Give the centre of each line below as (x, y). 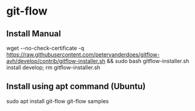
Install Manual (34, 34)
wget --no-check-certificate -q (45, 48)
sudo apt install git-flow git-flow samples (58, 101)
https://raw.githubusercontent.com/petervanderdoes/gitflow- (83, 55)
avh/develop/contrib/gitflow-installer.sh (56, 61)
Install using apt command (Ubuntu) (76, 86)
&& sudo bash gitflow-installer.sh (148, 61)
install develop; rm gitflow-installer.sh (53, 67)
